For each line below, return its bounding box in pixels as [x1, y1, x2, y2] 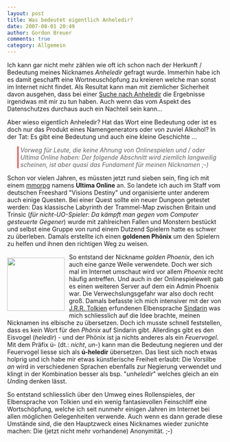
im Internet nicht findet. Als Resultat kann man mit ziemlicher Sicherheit [7, 83, 209, 91]
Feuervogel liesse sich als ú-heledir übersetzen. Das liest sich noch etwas [7, 348, 218, 356]
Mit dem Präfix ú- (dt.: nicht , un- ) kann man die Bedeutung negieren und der [7, 341, 223, 349]
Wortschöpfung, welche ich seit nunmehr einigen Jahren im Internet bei [7, 405, 210, 413]
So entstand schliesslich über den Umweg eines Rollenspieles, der [7, 390, 196, 399]
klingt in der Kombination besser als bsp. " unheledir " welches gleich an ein [7, 370, 219, 378]
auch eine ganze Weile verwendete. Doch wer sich [69, 261, 213, 268]
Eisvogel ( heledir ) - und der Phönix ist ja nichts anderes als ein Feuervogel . [7, 333, 219, 341]
